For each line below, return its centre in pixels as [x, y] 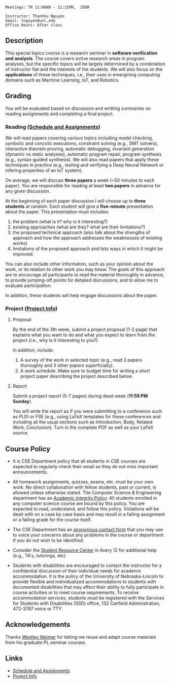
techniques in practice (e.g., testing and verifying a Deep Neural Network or [84, 165]
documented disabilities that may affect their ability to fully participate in [88, 587]
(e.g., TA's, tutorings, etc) [39, 556]
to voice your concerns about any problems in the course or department [88, 535]
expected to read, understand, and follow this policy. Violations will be [86, 509]
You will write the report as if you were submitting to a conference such [87, 411]
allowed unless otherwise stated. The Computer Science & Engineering [87, 493]
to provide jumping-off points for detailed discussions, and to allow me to [82, 280]
